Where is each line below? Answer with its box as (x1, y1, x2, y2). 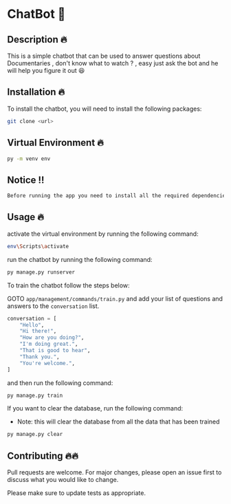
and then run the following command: (7, 378, 113, 387)
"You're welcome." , (19, 360, 76, 366)
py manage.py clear (7, 431, 63, 438)
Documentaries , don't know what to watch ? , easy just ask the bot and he (7, 59, 219, 67)
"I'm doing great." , (19, 340, 78, 348)
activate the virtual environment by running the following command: (7, 230, 199, 238)
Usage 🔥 (7, 211, 45, 223)
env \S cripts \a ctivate (7, 243, 69, 250)
